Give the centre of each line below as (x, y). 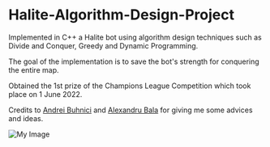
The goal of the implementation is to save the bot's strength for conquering (134, 61)
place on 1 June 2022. (45, 94)
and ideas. (26, 118)
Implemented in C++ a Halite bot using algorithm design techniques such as (135, 37)
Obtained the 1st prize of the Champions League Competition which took (130, 86)
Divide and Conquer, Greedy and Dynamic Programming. (103, 45)
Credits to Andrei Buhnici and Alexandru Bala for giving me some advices (131, 110)
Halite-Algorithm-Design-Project (122, 15)
